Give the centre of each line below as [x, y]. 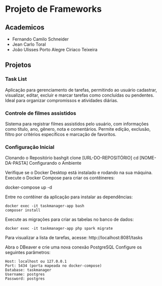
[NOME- [148, 158]
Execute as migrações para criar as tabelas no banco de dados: [69, 219]
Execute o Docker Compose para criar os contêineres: [60, 178]
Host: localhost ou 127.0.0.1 [36, 262]
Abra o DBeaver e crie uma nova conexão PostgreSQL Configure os [74, 247]
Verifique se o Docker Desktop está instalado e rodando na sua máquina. [79, 173]
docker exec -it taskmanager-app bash [45, 206]
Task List [16, 79]
